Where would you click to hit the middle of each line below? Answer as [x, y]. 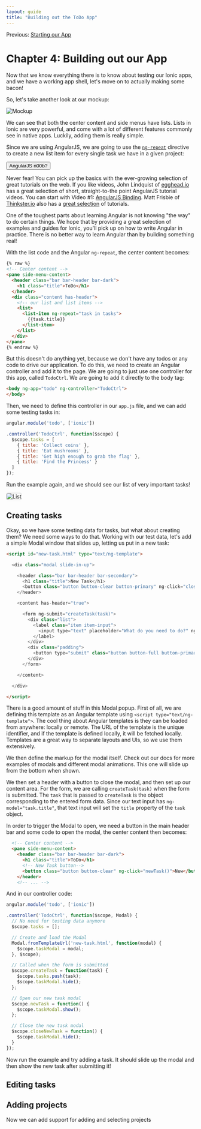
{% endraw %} [22, 347]
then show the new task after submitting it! [59, 1066]
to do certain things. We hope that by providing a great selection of [89, 222]
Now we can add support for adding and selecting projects [79, 1119]
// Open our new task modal [47, 998]
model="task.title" [31, 808]
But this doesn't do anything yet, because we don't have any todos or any [97, 359]
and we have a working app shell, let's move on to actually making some [95, 82]
